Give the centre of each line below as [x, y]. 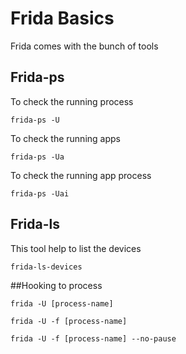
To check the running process [72, 101]
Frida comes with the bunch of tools [84, 46]
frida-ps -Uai [40, 193]
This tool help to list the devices [76, 248]
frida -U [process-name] [62, 303]
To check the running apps [65, 138]
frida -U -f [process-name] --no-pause [93, 338]
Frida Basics [62, 18]
